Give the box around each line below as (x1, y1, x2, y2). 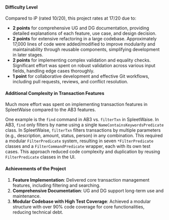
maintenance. (12, 193, 41, 199)
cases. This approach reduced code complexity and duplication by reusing (5, 149, 160, 155)
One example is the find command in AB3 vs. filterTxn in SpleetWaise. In (5, 117, 159, 123)
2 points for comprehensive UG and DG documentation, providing (12, 25, 149, 31)
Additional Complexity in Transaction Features (5, 90, 105, 96)
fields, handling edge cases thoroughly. (12, 68, 95, 74)
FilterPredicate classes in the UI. (5, 154, 76, 160)
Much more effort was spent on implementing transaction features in (5, 101, 148, 107)
